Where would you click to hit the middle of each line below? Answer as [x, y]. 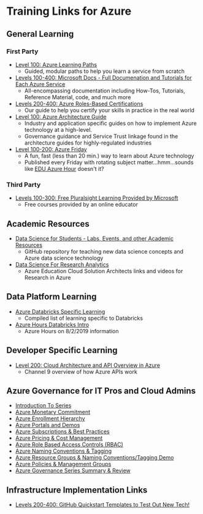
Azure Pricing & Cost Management [59, 438]
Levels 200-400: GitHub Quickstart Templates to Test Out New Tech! [102, 505]
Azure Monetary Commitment [53, 412]
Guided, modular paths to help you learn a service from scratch [105, 71]
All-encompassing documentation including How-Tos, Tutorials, [105, 91]
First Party [22, 51]
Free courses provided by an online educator [81, 205]
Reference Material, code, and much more [78, 97]
